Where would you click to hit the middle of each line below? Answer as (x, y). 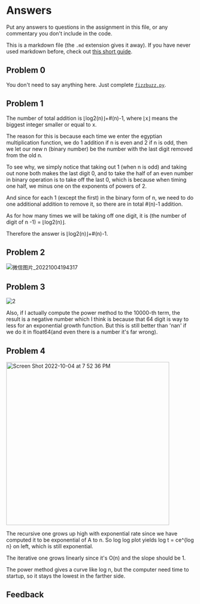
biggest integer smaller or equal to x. (51, 124)
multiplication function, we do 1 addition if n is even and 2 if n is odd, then (97, 142)
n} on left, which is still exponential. (50, 546)
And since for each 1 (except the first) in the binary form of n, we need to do (100, 197)
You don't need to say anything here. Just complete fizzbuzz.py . (86, 85)
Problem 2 (26, 252)
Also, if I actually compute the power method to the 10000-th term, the (93, 313)
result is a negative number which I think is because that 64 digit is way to (98, 319)
